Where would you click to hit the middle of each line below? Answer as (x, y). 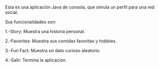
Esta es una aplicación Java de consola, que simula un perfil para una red (80, 7)
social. (12, 12)
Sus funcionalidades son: (31, 22)
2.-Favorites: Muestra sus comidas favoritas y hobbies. (61, 41)
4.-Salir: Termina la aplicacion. (36, 60)
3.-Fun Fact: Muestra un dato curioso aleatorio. (53, 51)
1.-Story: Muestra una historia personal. (45, 31)
